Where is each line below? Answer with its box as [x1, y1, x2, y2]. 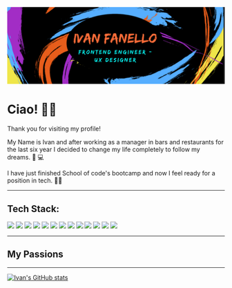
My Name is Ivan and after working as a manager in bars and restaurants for [7, 138, 224, 146]
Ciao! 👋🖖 [7, 102, 57, 117]
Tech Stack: [7, 203, 60, 215]
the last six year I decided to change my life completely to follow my [7, 145, 200, 154]
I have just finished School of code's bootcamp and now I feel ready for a [7, 169, 215, 177]
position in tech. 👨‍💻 [7, 176, 63, 185]
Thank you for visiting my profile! [7, 124, 101, 133]
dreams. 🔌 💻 [7, 153, 44, 162]
